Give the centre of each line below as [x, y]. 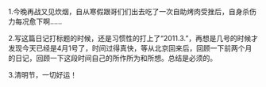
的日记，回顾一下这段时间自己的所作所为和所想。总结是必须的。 [112, 58]
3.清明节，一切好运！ [43, 75]
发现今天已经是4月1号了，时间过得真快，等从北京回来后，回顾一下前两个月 [130, 48]
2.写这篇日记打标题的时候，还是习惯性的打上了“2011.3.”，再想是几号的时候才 [133, 38]
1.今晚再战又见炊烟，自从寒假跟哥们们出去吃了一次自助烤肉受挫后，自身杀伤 [132, 11]
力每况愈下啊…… [35, 21]
